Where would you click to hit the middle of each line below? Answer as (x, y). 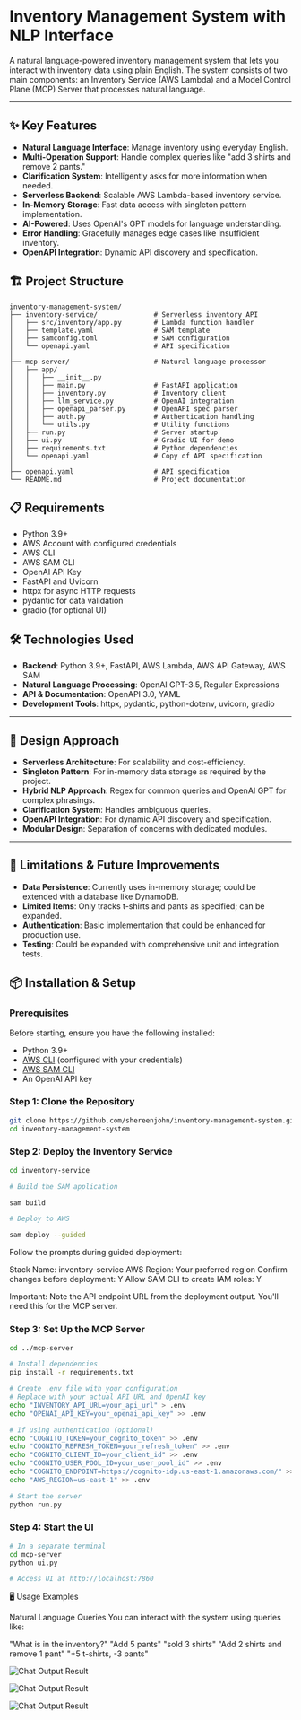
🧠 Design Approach (64, 741)
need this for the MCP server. (64, 1306)
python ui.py (34, 1563)
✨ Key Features (53, 126)
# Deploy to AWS (39, 1219)
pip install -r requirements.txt (72, 1373)
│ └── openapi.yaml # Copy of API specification (136, 456)
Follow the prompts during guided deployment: (95, 1253)
